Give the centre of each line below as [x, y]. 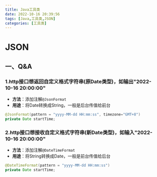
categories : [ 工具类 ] [26, 23]
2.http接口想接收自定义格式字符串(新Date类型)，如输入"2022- [79, 132]
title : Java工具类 [23, 10]
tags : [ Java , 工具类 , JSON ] [30, 19]
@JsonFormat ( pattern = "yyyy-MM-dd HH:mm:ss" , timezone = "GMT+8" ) [73, 115]
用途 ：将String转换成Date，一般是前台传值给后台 [61, 156]
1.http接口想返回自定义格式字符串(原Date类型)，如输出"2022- [78, 81]
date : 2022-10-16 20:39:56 [32, 14]
